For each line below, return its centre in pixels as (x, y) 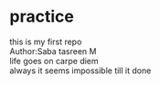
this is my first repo (46, 42)
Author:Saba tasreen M (53, 51)
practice (42, 17)
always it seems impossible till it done (80, 71)
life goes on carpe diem (54, 61)
